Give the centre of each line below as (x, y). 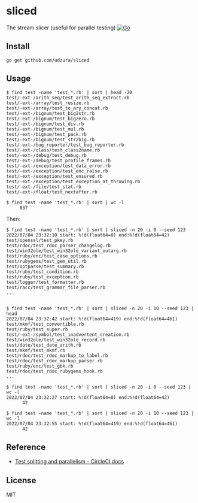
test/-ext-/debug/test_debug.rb (46, 155)
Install (18, 46)
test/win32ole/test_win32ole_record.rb (56, 340)
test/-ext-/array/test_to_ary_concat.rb (57, 108)
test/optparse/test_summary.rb (45, 266)
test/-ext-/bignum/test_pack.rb (46, 134)
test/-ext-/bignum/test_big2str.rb (51, 113)
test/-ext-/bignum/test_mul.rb (45, 129)
